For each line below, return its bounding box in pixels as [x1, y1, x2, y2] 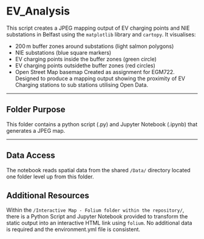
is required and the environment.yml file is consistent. [6, 226, 141, 233]
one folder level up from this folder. [6, 173, 94, 180]
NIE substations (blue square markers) [15, 49, 112, 56]
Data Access [6, 150, 56, 161]
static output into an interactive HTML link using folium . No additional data [6, 220, 192, 227]
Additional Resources [6, 190, 89, 201]
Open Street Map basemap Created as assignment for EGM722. [15, 68, 175, 75]
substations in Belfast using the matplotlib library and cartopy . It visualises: [6, 30, 196, 38]
